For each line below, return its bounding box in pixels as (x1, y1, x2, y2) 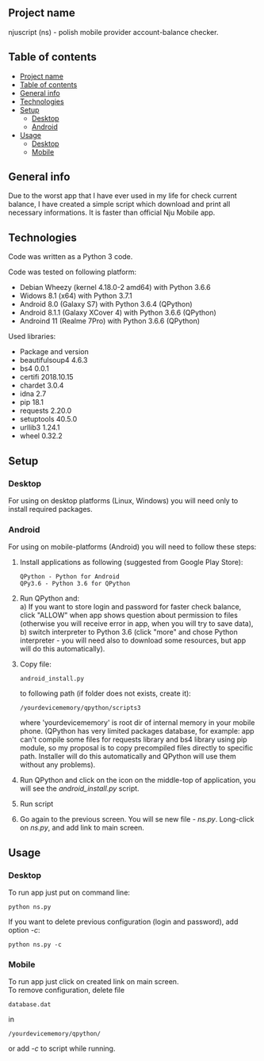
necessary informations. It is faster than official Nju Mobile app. (8, 208, 216, 217)
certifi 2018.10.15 (19, 372, 74, 382)
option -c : (8, 925, 41, 934)
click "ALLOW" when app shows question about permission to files (19, 610, 238, 620)
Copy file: (19, 659, 52, 669)
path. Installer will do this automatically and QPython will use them (19, 752, 236, 761)
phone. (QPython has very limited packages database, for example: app (19, 727, 255, 736)
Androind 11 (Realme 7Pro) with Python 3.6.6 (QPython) (19, 316, 201, 326)
